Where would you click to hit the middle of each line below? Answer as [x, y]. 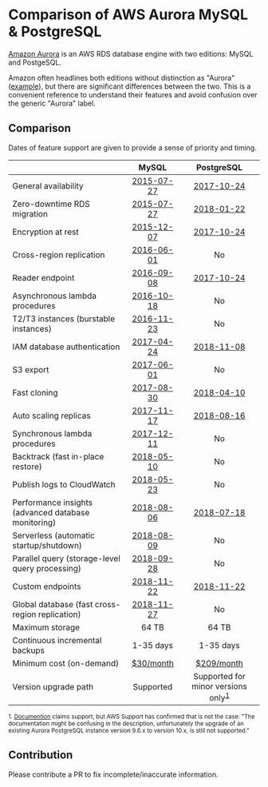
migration [30, 213]
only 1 [219, 697]
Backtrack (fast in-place [58, 456]
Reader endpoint [43, 277]
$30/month [152, 663]
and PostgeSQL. [35, 62]
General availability [48, 185]
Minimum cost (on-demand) [66, 663]
